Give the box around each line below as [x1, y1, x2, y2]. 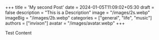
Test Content [5, 30, 32, 35]
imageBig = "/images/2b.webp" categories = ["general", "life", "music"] [5, 15, 152, 20]
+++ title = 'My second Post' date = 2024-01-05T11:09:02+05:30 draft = [5, 4, 154, 10]
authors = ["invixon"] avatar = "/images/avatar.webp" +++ [5, 20, 125, 26]
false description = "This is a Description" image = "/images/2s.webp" [5, 9, 150, 15]
